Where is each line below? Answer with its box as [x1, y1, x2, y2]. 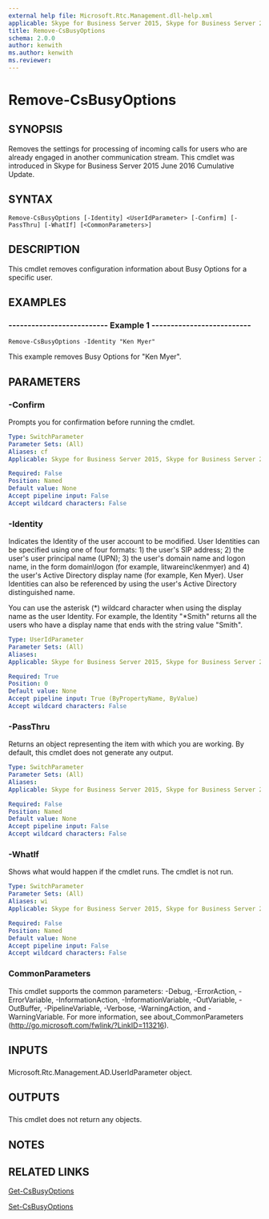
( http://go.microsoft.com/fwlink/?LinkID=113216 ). [8, 1020, 170, 1030]
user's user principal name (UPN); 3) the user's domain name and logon [8, 553, 246, 563]
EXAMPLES [8, 296, 66, 309]
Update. [8, 169, 35, 179]
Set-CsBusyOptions [8, 1202, 74, 1212]
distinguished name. [8, 588, 75, 597]
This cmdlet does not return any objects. [8, 1115, 143, 1124]
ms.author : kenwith [8, 49, 74, 57]
